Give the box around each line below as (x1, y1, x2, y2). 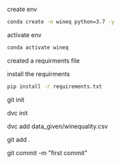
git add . (7, 135, 31, 143)
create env (7, 5, 38, 13)
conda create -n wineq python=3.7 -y (7, 19, 115, 25)
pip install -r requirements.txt (7, 83, 103, 90)
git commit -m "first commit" (7, 148, 88, 156)
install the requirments (7, 69, 70, 78)
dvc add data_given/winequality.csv (7, 122, 108, 130)
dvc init (7, 108, 28, 117)
